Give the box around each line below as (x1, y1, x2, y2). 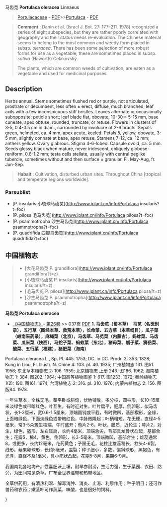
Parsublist (5, 188, 31, 195)
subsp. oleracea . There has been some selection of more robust (17, 45, 149, 51)
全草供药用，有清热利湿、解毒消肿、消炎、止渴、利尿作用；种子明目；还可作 (5, 480, 162, 486)
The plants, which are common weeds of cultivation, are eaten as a (17, 65, 155, 71)
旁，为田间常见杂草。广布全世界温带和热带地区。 (5, 469, 105, 476)
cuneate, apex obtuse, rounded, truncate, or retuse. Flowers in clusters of (5, 119, 157, 125)
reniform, (5, 151, 24, 157)
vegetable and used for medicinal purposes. (17, 71, 108, 76)
